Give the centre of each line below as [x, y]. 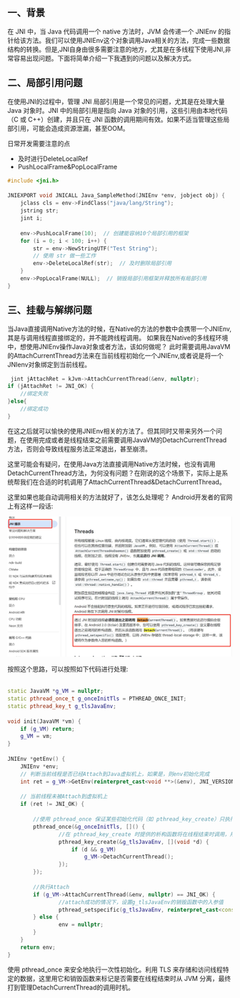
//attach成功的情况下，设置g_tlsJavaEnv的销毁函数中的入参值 [141, 902]
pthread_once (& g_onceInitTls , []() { [89, 827]
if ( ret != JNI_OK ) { [52, 804]
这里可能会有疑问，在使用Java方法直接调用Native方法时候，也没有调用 [111, 464]
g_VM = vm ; [36, 737]
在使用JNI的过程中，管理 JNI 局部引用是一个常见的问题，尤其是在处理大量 [116, 101]
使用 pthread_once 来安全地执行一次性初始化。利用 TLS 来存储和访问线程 [115, 969]
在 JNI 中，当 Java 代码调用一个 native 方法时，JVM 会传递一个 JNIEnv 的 [116, 31]
